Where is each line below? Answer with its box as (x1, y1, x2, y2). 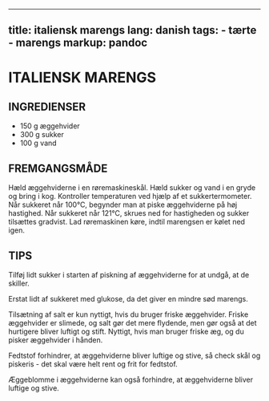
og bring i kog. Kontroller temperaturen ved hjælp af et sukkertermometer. (8, 192, 252, 201)
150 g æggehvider (19, 121, 80, 131)
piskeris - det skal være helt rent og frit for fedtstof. (8, 359, 178, 369)
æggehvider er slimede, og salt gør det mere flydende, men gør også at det (8, 318, 258, 328)
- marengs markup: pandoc (8, 36, 148, 50)
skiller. (8, 278, 30, 289)
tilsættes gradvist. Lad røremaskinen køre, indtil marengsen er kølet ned (8, 217, 246, 227)
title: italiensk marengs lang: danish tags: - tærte (8, 23, 257, 37)
